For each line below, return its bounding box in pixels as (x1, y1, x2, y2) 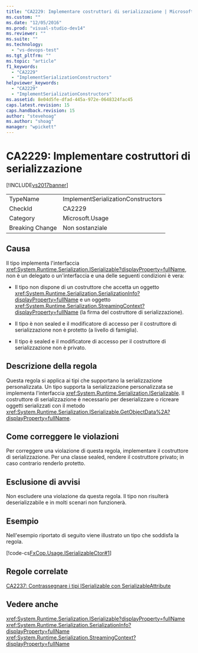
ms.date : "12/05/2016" (6, 20, 62, 25)
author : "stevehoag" (6, 113, 57, 119)
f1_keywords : (6, 63, 38, 70)
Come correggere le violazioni (6, 431, 119, 441)
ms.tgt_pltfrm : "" (6, 53, 51, 59)
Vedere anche (6, 599, 59, 609)
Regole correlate (6, 567, 68, 577)
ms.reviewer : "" (6, 31, 46, 37)
